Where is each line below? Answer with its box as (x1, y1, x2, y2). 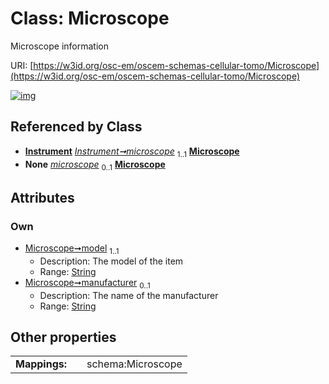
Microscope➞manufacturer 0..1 (24, 276, 151, 291)
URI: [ (10, 59, 34, 71)
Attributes (10, 189, 75, 206)
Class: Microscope (10, 7, 170, 30)
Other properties (10, 329, 117, 346)
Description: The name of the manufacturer (39, 289, 219, 301)
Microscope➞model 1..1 (24, 242, 120, 256)
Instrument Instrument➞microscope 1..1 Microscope (24, 145, 240, 159)
